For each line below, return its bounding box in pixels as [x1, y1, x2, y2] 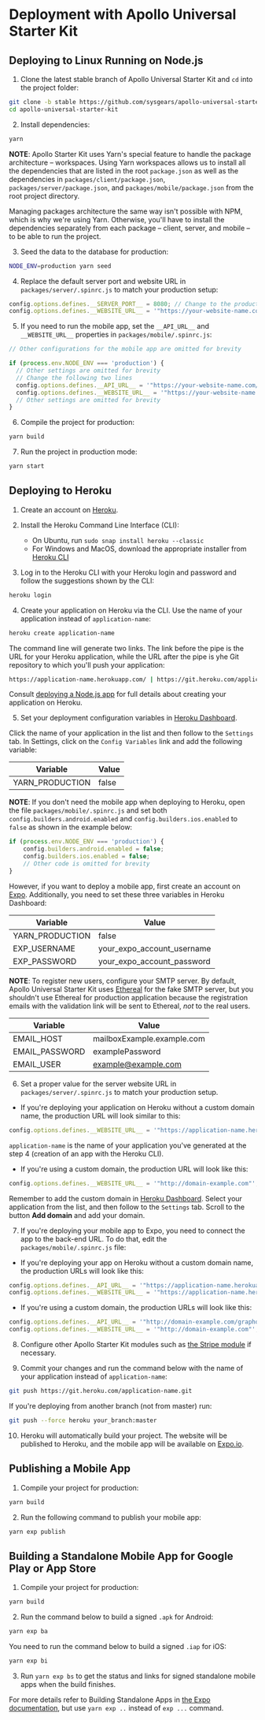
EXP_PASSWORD [13, 955, 77, 966]
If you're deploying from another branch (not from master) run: [9, 1401, 212, 1410]
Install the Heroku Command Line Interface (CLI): [20, 520, 179, 530]
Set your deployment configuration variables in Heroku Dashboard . [20, 713, 238, 723]
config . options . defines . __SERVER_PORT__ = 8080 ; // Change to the [9, 300, 231, 308]
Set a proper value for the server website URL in [20, 1078, 177, 1089]
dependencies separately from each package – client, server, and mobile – [9, 223, 251, 233]
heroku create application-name [9, 629, 115, 637]
